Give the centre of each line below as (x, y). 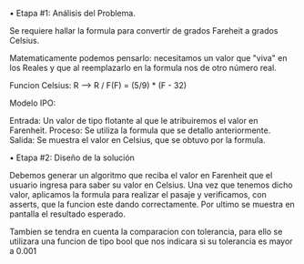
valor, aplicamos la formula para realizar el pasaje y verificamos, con (138, 194)
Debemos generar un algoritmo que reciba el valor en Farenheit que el (141, 175)
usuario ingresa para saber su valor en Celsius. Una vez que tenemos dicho (151, 185)
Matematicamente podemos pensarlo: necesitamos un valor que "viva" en (148, 58)
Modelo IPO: (33, 103)
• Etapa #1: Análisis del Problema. (73, 13)
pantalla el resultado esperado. (67, 214)
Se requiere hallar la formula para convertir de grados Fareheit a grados (144, 30)
